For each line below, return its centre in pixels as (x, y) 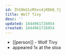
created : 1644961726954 (30, 28)
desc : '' (14, 19)
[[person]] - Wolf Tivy (35, 42)
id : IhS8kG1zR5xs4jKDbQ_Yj (33, 10)
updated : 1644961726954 (30, 24)
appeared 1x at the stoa (36, 48)
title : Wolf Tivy (23, 14)
